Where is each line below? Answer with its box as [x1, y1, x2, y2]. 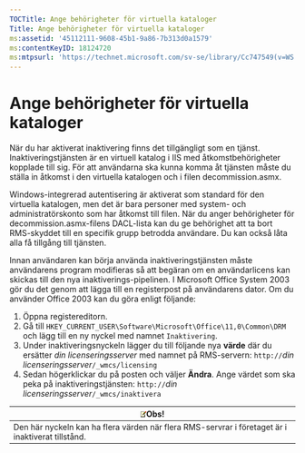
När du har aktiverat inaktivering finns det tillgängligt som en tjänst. [9, 143, 261, 153]
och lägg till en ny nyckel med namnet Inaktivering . [22, 330, 218, 341]
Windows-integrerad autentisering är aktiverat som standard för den [9, 189, 265, 200]
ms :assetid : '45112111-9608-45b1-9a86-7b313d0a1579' [9, 34, 213, 43]
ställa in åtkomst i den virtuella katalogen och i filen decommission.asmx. [9, 172, 282, 182]
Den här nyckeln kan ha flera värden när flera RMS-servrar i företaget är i [13, 421, 288, 432]
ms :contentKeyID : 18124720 [9, 44, 112, 53]
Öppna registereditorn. [22, 311, 108, 322]
